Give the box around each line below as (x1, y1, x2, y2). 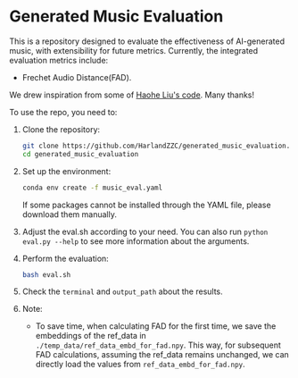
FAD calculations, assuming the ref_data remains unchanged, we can (35, 349, 290, 360)
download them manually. (21, 208, 118, 220)
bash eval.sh (21, 270, 71, 279)
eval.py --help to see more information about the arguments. (21, 235, 250, 247)
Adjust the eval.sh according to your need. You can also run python (21, 226, 269, 237)
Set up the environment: (21, 165, 112, 176)
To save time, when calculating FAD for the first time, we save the (35, 321, 277, 332)
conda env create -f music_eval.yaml (21, 183, 163, 192)
